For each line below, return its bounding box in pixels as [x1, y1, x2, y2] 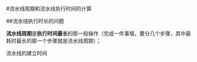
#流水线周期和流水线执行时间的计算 [6, 5, 92, 12]
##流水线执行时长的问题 [6, 18, 64, 25]
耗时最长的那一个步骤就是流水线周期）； [6, 37, 101, 44]
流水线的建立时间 [6, 50, 47, 57]
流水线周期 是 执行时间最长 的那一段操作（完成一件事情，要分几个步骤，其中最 [6, 30, 191, 37]
